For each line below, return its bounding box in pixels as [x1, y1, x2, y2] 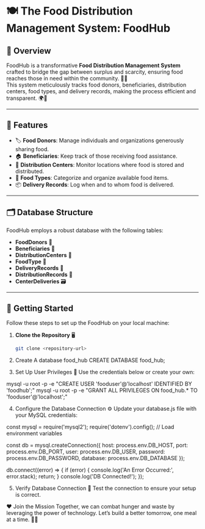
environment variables [6, 430, 63, 437]
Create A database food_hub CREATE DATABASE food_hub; [15, 357, 166, 364]
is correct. [15, 491, 41, 499]
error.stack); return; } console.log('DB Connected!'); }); [6, 473, 145, 480]
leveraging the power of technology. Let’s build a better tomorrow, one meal [6, 509, 197, 517]
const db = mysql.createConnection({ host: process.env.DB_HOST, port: [6, 442, 188, 449]
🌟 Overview [6, 46, 51, 56]
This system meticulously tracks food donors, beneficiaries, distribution [6, 81, 187, 88]
